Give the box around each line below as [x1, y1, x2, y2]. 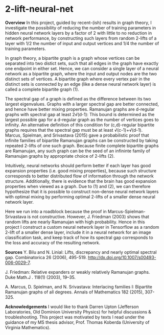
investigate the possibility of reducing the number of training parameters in [5, 24, 156, 30]
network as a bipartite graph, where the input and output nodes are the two [5, 71, 157, 76]
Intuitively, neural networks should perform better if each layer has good [5, 163, 151, 168]
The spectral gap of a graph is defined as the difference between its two [5, 96, 151, 101]
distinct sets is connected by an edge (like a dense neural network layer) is [5, 81, 156, 87]
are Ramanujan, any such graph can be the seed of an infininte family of [5, 148, 150, 154]
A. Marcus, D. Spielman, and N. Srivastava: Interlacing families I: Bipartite [5, 284, 153, 289]
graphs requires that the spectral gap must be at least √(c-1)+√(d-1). [5, 127, 143, 133]
